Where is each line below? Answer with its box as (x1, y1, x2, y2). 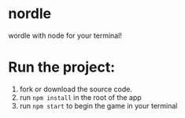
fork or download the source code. (19, 84, 132, 94)
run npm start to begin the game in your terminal (19, 101, 178, 110)
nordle (8, 5, 52, 23)
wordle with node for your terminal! (8, 31, 122, 40)
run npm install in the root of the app (19, 92, 142, 102)
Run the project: (8, 58, 116, 76)
